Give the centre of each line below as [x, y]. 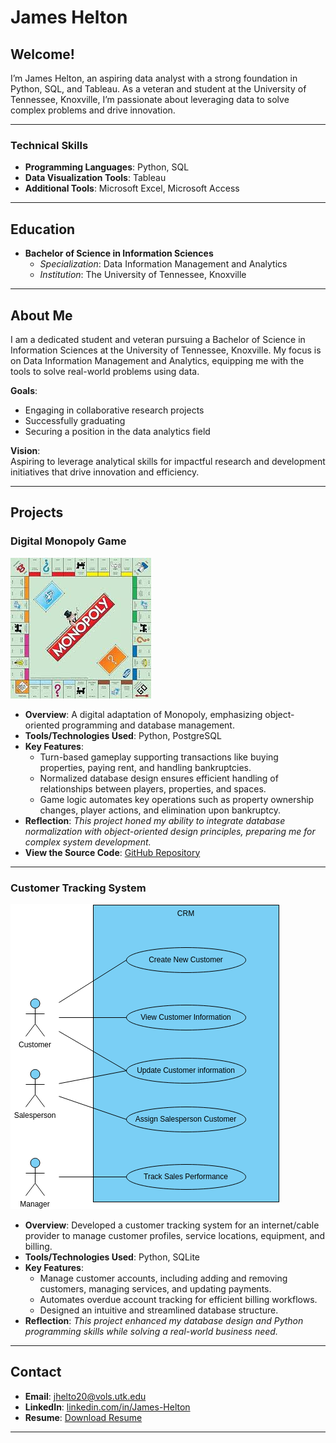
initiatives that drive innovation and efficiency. [105, 472]
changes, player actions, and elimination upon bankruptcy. [160, 810]
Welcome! [42, 54]
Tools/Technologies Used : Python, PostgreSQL [123, 735]
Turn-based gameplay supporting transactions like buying [159, 757]
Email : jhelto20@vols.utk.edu [85, 1396]
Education [43, 229]
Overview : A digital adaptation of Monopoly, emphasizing [143, 714]
